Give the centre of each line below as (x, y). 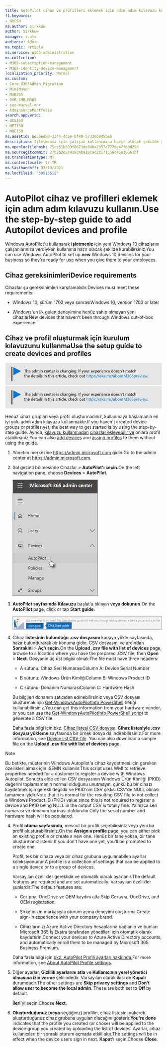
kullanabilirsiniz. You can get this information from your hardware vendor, (87, 708)
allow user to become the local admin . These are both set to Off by (82, 988)
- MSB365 (14, 95)
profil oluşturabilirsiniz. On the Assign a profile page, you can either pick (86, 831)
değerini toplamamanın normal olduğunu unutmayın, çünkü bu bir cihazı (79, 784)
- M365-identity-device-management (42, 68)
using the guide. (22, 443)
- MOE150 (14, 131)
